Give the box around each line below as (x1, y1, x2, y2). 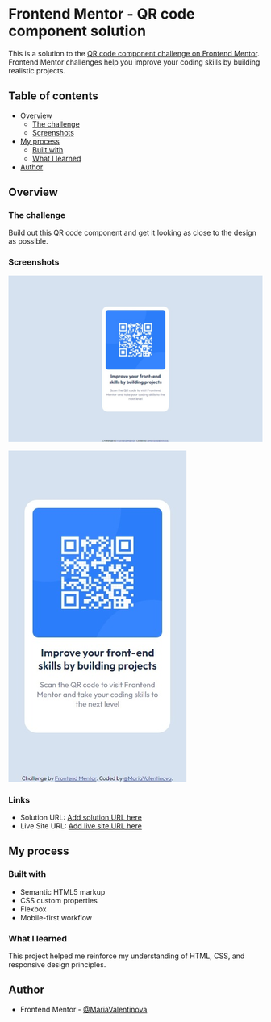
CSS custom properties (19, 895, 98, 905)
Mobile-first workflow (19, 912, 93, 922)
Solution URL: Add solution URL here (19, 812, 143, 823)
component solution (8, 22, 147, 40)
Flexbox (19, 904, 47, 914)
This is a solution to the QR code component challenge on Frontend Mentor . (8, 48, 260, 58)
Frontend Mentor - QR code (8, 5, 195, 23)
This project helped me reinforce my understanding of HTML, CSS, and (8, 951, 245, 961)
